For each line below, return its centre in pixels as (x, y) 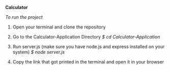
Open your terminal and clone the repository (59, 27)
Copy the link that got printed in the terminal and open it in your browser (88, 62)
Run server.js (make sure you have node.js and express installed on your (89, 47)
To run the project (24, 17)
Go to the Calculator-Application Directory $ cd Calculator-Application (86, 37)
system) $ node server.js (39, 52)
